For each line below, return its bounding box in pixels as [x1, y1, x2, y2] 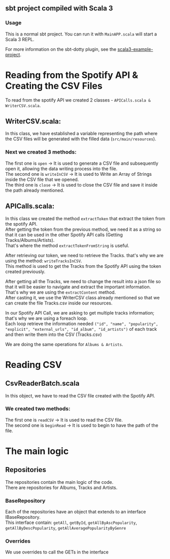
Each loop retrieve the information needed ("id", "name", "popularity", [5, 320, 158, 327]
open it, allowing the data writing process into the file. [5, 165, 118, 172]
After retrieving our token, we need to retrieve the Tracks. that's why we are [5, 252, 164, 258]
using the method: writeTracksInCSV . [5, 258, 82, 264]
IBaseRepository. [5, 514, 41, 520]
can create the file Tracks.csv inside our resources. [5, 300, 113, 306]
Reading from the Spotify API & [5, 69, 139, 81]
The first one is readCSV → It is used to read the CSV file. [5, 417, 123, 423]
